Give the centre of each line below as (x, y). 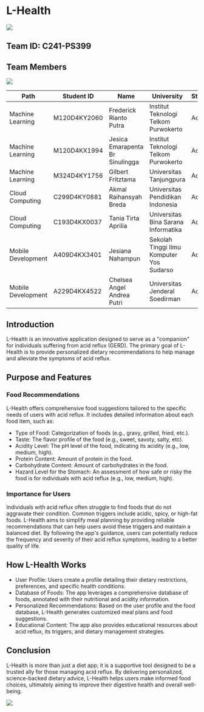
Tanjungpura (168, 180)
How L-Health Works (46, 565)
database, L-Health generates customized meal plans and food (94, 612)
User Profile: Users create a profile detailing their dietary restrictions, (101, 579)
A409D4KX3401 (77, 255)
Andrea (120, 295)
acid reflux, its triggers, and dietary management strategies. (90, 631)
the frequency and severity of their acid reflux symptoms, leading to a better (102, 539)
